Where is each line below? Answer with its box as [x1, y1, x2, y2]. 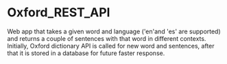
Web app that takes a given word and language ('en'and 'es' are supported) [7, 27, 221, 35]
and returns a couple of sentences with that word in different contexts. [7, 34, 206, 42]
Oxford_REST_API [7, 5, 110, 20]
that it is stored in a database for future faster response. [7, 49, 165, 57]
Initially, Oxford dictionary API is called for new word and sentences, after [7, 42, 215, 50]
